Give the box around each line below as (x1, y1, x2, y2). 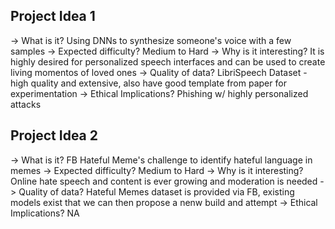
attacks (10, 98, 42, 110)
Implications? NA (10, 207, 80, 219)
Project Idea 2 (10, 127, 98, 144)
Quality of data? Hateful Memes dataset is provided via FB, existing (18, 185, 295, 198)
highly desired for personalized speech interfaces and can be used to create (10, 55, 326, 68)
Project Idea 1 (10, 8, 96, 25)
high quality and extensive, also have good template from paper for (10, 77, 287, 89)
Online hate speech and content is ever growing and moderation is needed (10, 175, 318, 187)
